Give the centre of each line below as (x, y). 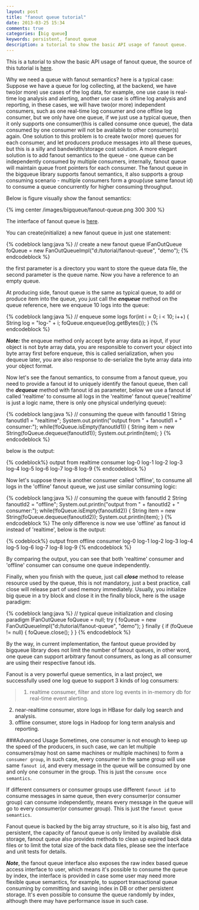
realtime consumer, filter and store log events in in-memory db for (110, 692)
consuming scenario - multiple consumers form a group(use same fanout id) (99, 180)
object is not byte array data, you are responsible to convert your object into (99, 347)
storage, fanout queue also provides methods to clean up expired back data (99, 839)
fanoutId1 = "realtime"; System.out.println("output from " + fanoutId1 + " (94, 420)
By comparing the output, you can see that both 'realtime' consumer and (95, 559)
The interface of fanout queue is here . (53, 221)
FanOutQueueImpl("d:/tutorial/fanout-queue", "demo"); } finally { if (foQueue (99, 626)
